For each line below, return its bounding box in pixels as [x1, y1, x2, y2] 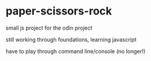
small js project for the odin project [5, 24, 93, 31]
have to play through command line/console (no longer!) [5, 47, 146, 55]
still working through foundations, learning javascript [5, 36, 137, 43]
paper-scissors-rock [5, 4, 112, 18]
